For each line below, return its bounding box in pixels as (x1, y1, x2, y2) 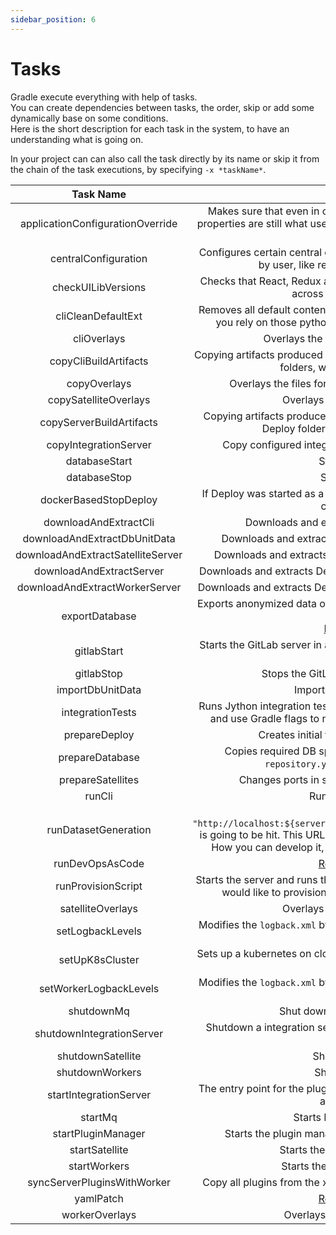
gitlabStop (74, 666, 123, 680)
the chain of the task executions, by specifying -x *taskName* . (10, 163, 267, 175)
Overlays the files (229, 376, 312, 390)
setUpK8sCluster (58, 952, 140, 966)
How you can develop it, (211, 840, 325, 854)
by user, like (258, 257, 315, 271)
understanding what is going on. (10, 133, 144, 145)
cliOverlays (72, 331, 126, 345)
